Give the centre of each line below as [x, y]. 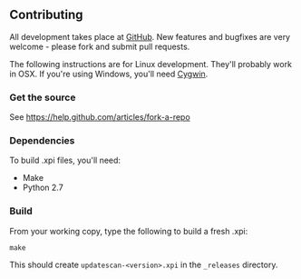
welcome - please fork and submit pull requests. [100, 46]
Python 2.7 [43, 188]
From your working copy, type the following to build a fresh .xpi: [129, 231]
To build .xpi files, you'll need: [65, 160]
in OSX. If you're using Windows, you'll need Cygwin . [109, 74]
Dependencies [42, 141]
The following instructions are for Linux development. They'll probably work [151, 64]
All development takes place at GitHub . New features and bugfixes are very [150, 36]
